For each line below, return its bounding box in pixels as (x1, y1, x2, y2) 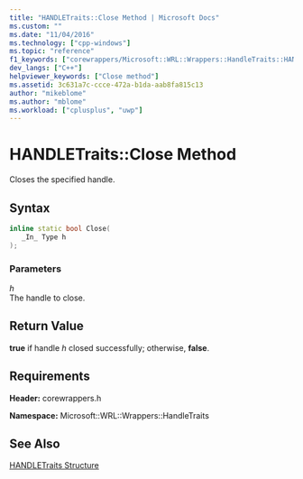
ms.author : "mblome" (9, 97, 87, 106)
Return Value (9, 318, 84, 334)
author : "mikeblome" (9, 88, 87, 97)
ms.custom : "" (9, 22, 63, 31)
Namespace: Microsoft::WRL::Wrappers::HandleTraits (9, 410, 210, 420)
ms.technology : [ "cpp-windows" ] (9, 38, 131, 48)
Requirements (9, 369, 90, 384)
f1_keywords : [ (9, 55, 67, 64)
